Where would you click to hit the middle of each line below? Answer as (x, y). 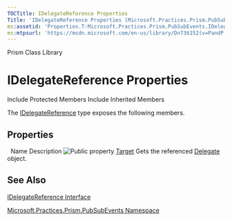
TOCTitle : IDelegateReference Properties (68, 13)
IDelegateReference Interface (49, 197)
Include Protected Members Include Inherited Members (86, 99)
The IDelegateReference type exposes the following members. (96, 113)
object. (17, 158)
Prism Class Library (35, 52)
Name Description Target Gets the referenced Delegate (115, 151)
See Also (27, 180)
